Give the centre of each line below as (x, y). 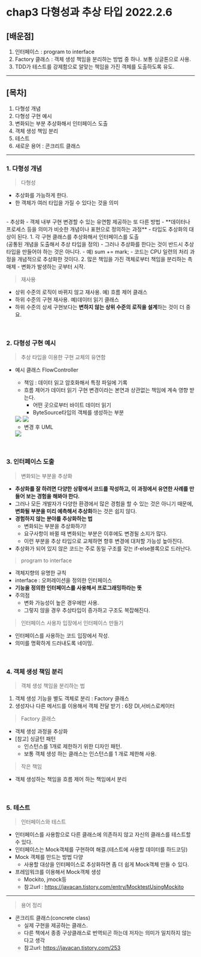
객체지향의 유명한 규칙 (41, 572)
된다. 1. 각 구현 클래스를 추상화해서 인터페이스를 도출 (78, 237)
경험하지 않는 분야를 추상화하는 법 (54, 519)
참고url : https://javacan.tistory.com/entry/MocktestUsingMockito (104, 887)
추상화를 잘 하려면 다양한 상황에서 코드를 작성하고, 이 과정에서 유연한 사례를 (101, 489)
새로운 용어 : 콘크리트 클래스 (48, 146)
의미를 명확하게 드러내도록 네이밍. (54, 643)
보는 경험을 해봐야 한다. (53, 496)
